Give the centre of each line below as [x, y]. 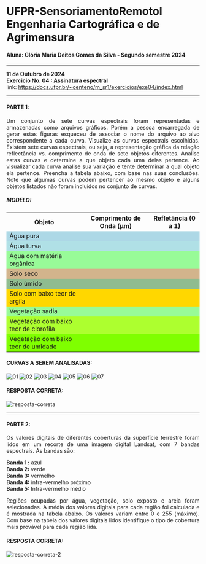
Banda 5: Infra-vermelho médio [46, 489]
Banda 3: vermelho [31, 476]
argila [17, 301]
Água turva [25, 246]
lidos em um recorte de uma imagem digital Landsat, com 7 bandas [103, 444]
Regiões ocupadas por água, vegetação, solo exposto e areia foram [103, 501]
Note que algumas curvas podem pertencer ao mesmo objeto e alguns [103, 179]
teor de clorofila [32, 329]
